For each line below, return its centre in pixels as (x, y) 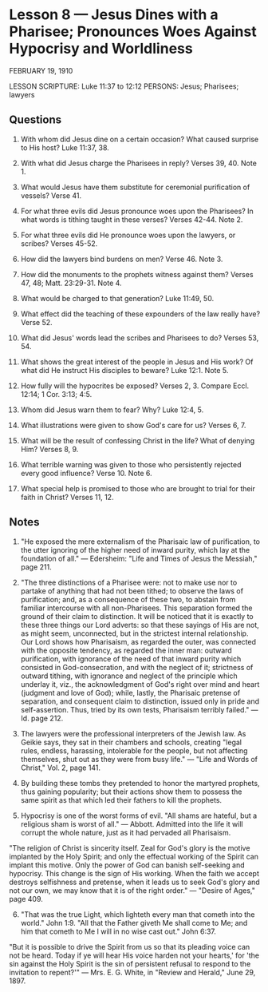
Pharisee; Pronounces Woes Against (133, 32)
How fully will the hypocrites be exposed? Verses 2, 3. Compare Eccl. (135, 386)
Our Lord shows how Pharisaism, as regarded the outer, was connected (138, 641)
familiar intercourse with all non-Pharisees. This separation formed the (136, 608)
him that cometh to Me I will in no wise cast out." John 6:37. (118, 931)
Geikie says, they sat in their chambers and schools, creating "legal (131, 742)
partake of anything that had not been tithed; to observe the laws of (132, 591)
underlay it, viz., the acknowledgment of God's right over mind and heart (140, 684)
